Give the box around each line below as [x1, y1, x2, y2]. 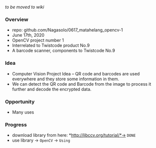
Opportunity [5, 98, 35, 105]
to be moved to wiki [5, 4, 45, 10]
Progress [5, 121, 27, 128]
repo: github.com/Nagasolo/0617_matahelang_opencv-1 [12, 27, 123, 33]
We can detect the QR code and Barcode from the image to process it [12, 81, 152, 87]
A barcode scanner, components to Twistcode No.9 [12, 48, 115, 54]
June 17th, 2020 [12, 32, 45, 38]
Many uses [12, 109, 34, 115]
